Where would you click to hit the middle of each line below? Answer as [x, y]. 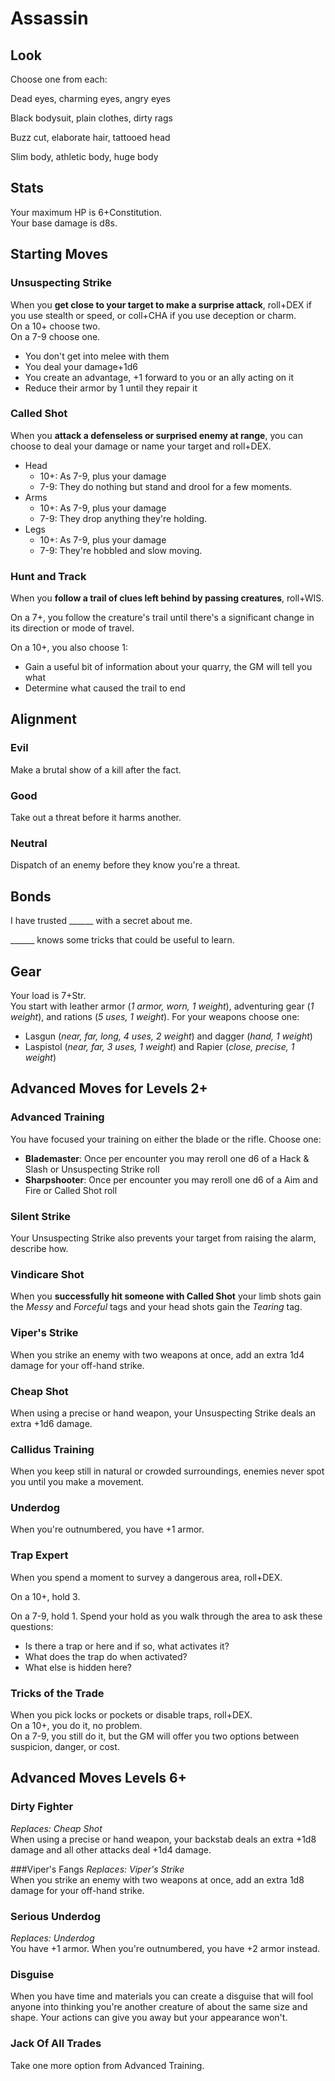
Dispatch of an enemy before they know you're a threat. [125, 865]
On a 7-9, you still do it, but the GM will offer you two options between [155, 1736]
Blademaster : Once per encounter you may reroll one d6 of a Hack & [167, 1158]
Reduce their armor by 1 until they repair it [111, 388]
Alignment [43, 719]
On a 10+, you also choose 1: [69, 648]
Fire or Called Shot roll [71, 1190]
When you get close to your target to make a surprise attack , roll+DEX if [161, 304]
